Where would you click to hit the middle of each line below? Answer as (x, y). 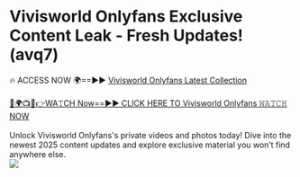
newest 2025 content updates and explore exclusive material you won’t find (150, 145)
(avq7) (34, 55)
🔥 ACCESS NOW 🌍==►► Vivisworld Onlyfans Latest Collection (128, 80)
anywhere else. (37, 154)
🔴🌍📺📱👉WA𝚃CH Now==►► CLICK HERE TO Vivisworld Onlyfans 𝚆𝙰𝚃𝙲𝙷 (148, 103)
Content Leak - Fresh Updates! (126, 35)
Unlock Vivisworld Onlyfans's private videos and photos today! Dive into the (150, 135)
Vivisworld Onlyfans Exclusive (126, 17)
